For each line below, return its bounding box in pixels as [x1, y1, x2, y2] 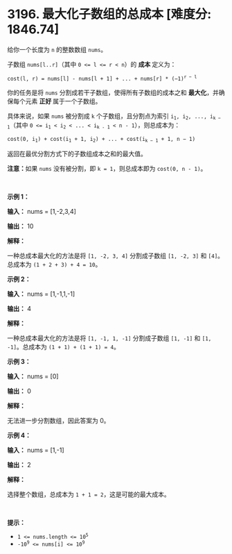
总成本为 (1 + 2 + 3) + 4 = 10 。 [7, 260, 102, 269]
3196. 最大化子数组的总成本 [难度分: [7, 6, 212, 22]
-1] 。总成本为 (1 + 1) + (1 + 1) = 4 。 [7, 343, 120, 351]
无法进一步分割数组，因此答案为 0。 [7, 417, 110, 425]
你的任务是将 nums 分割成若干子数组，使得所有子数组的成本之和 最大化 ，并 [7, 88, 220, 96]
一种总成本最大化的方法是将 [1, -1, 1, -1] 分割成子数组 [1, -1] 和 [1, [7, 334, 212, 342]
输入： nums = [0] [7, 372, 59, 380]
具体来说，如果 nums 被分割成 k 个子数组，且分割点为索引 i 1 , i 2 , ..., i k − [7, 112, 222, 121]
